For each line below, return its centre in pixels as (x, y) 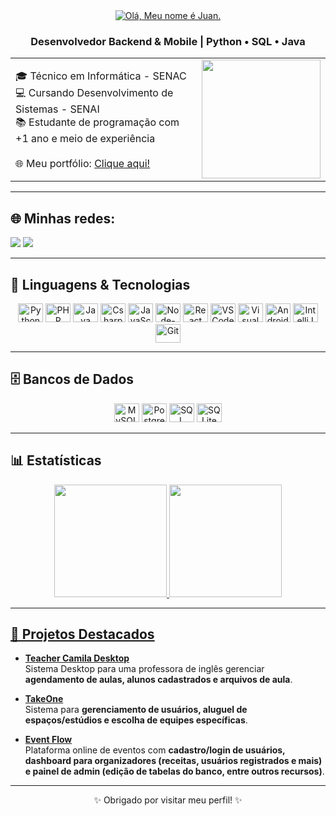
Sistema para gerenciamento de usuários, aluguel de (136, 710)
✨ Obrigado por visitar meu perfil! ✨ (168, 800)
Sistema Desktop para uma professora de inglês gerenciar (144, 669)
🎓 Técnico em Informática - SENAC (101, 76)
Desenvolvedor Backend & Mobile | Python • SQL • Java (168, 41)
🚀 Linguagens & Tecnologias (100, 284)
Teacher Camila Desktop (77, 658)
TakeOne (44, 699)
